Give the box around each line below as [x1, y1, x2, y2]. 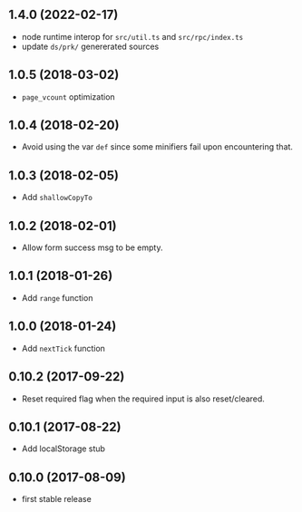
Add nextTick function [21, 343, 106, 353]
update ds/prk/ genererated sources [21, 41, 160, 52]
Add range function [21, 292, 93, 303]
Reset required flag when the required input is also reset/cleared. [21, 393, 265, 404]
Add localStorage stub [21, 443, 106, 454]
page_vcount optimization [21, 91, 115, 102]
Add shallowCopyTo [21, 192, 93, 203]
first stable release [21, 494, 92, 505]
